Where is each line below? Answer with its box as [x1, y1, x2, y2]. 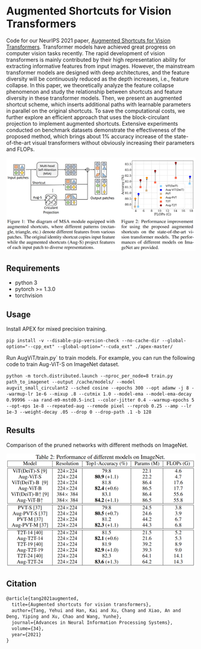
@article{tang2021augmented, [6, 595, 79, 601]
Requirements [6, 263, 60, 273]
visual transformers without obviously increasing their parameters [32, 139, 195, 146]
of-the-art [6, 139, 31, 146]
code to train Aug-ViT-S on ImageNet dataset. [6, 361, 120, 368]
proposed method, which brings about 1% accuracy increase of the [6, 132, 173, 140]
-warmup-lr [6, 391, 34, 398]
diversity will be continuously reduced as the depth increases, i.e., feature [6, 75, 189, 82]
